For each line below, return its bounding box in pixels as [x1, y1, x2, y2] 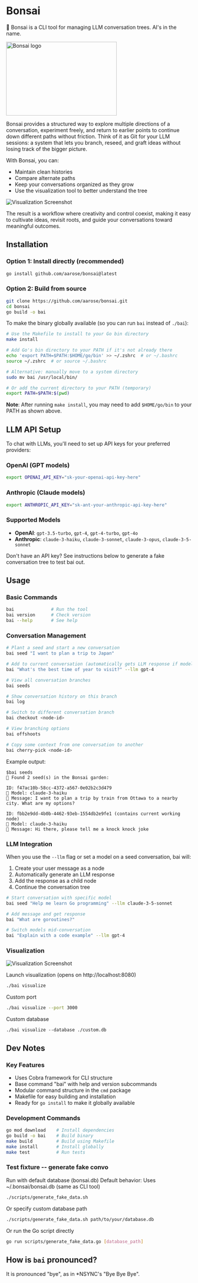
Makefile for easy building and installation [14, 1093, 116, 1100]
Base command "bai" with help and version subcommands [14, 1080, 157, 1087]
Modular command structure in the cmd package [14, 1086, 131, 1094]
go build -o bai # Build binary [6, 1133, 94, 1139]
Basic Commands [6, 593, 58, 601]
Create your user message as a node [14, 865, 105, 872]
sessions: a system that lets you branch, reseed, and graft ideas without [6, 139, 181, 146]
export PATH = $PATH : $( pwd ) [6, 391, 70, 397]
